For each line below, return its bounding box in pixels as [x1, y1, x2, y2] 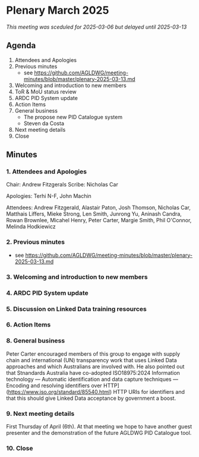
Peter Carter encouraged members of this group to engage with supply [6, 350, 180, 357]
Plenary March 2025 [6, 4, 109, 17]
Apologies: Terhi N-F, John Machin [6, 192, 92, 200]
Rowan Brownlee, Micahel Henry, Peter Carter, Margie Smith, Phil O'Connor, [6, 217, 192, 224]
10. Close [6, 444, 33, 452]
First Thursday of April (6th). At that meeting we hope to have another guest [6, 423, 192, 430]
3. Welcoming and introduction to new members [6, 272, 148, 281]
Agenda [6, 41, 36, 51]
